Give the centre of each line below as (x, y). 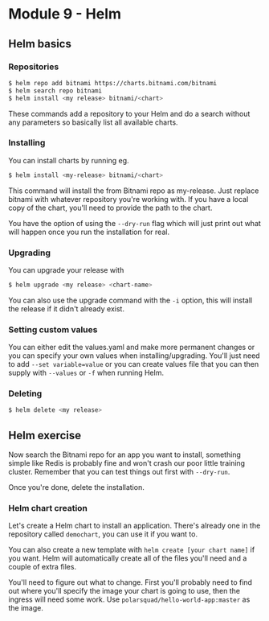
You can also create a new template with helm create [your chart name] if (132, 550)
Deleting (25, 393)
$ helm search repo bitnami (55, 90)
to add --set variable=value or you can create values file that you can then (134, 364)
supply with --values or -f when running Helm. (86, 373)
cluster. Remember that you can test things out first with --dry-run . (119, 472)
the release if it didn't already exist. (66, 308)
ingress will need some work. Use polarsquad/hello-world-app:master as (129, 599)
